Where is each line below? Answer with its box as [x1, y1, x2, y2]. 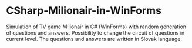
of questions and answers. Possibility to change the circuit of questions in [6, 29, 185, 36]
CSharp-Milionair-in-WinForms [6, 4, 162, 17]
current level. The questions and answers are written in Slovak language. [6, 35, 183, 42]
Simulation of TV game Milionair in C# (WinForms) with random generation [6, 23, 187, 30]
